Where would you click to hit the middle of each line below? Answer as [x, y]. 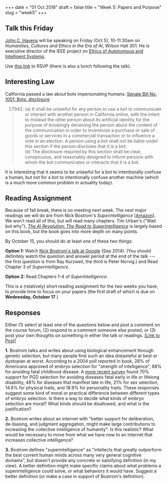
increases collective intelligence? [39, 440]
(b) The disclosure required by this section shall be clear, [83, 151]
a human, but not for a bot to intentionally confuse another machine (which [82, 177]
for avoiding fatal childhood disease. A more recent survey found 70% [77, 372]
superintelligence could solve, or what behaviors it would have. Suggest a [81, 471]
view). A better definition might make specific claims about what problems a [83, 466]
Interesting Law [30, 82]
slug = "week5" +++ [26, 13]
